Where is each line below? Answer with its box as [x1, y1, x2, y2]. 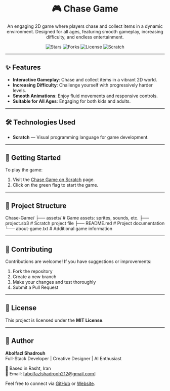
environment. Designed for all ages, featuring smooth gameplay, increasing [7, 28, 163, 34]
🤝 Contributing [5, 245, 53, 253]
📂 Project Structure [5, 201, 67, 210]
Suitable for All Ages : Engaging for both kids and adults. [12, 98, 131, 104]
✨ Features [5, 63, 41, 72]
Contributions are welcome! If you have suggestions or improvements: [5, 258, 152, 265]
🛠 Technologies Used [5, 118, 76, 127]
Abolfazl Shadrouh [5, 350, 46, 356]
